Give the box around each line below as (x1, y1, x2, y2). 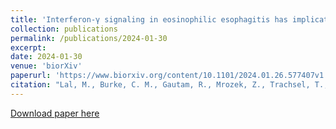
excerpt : (10, 42, 47, 53)
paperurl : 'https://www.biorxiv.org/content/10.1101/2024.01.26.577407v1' (10, 71, 329, 81)
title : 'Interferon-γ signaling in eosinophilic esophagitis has (10, 14, 288, 25)
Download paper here (10, 107, 100, 119)
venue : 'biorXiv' (10, 61, 83, 71)
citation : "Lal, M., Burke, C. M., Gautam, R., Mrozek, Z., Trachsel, (10, 80, 311, 90)
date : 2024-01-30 (10, 52, 83, 62)
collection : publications (10, 24, 118, 34)
